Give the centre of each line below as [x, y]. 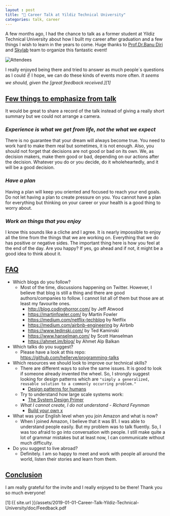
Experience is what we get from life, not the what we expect [80, 130]
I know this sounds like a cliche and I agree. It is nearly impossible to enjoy [83, 232]
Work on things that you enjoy [43, 221]
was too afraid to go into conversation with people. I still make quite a [93, 432]
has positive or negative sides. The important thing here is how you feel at [82, 243]
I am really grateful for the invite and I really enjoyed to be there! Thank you [84, 487]
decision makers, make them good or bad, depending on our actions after [82, 157]
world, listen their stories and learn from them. [69, 459]
